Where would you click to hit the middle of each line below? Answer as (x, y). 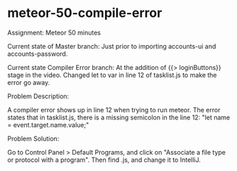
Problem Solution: (33, 138)
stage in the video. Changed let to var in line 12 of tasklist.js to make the (112, 75)
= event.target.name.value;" (48, 124)
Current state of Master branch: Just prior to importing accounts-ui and (112, 46)
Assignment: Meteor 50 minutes (54, 33)
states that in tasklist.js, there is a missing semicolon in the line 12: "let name (119, 117)
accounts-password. (38, 54)
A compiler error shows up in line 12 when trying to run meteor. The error (114, 110)
